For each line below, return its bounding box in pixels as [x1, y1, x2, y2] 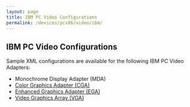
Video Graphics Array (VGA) [14, 95, 85, 102]
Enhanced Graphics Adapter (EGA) [14, 88, 100, 95]
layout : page [6, 8, 39, 15]
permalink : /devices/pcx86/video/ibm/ [6, 20, 103, 26]
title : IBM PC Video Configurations [6, 14, 97, 20]
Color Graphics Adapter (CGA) [14, 81, 90, 89]
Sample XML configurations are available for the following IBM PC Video [6, 58, 184, 65]
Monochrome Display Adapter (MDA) [14, 75, 106, 83]
